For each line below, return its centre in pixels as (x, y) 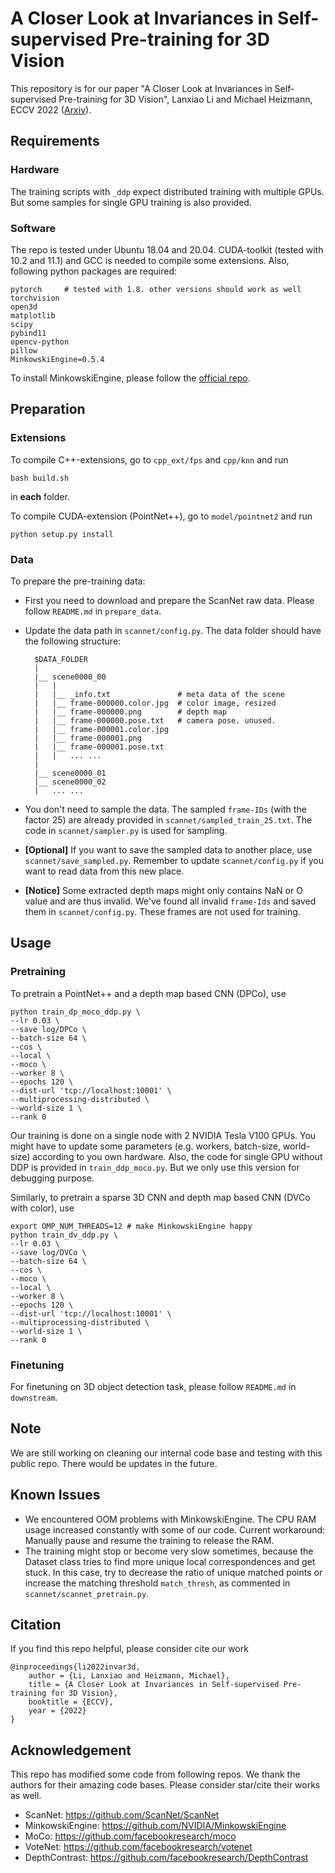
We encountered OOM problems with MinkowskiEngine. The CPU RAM (170, 1519)
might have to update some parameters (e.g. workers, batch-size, (145, 1146)
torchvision (35, 298)
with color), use (42, 1208)
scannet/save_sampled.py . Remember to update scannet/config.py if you (174, 860)
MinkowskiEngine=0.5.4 (57, 359)
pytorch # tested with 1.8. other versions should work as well (156, 289)
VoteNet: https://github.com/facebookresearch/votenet (138, 1847)
